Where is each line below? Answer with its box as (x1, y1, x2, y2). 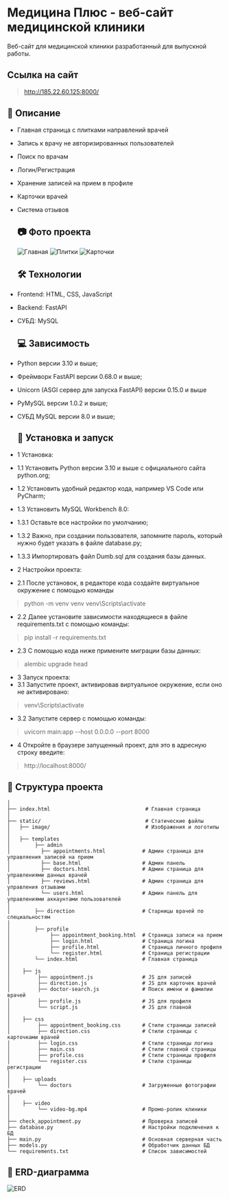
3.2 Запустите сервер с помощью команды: (16, 714, 146, 722)
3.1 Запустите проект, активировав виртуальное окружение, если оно (16, 680, 223, 688)
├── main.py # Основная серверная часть (7, 1136, 223, 1143)
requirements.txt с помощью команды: (16, 620, 130, 628)
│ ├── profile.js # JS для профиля (7, 997, 192, 1005)
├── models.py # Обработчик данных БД (7, 1141, 210, 1149)
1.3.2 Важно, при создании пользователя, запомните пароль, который (16, 531, 223, 539)
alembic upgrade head (23, 660, 88, 668)
